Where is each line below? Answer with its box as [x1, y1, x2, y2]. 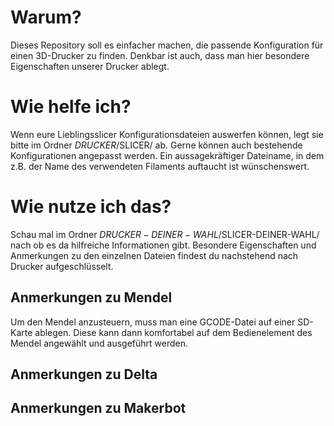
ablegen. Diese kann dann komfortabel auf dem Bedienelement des [34, 326, 313, 338]
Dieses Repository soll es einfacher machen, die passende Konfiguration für [10, 39, 324, 51]
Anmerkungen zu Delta [10, 366, 158, 383]
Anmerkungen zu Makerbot [10, 400, 187, 417]
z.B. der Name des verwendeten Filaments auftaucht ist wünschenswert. [10, 160, 310, 172]
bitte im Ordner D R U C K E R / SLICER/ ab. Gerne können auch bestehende [10, 139, 303, 151]
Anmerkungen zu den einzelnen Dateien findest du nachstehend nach [10, 249, 299, 261]
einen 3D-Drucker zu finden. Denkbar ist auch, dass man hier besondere [10, 49, 310, 61]
